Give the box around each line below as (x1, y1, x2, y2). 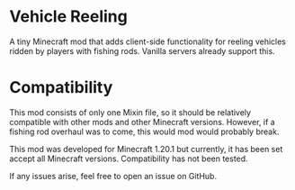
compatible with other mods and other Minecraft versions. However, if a (9, 116, 276, 127)
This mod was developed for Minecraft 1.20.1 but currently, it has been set (9, 143, 283, 154)
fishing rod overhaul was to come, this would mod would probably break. (9, 126, 280, 137)
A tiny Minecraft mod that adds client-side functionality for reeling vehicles (9, 36, 286, 47)
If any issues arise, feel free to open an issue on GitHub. (9, 170, 218, 181)
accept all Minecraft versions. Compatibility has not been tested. (9, 153, 249, 164)
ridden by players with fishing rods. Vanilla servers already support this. (9, 45, 276, 56)
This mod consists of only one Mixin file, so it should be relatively (9, 106, 252, 118)
